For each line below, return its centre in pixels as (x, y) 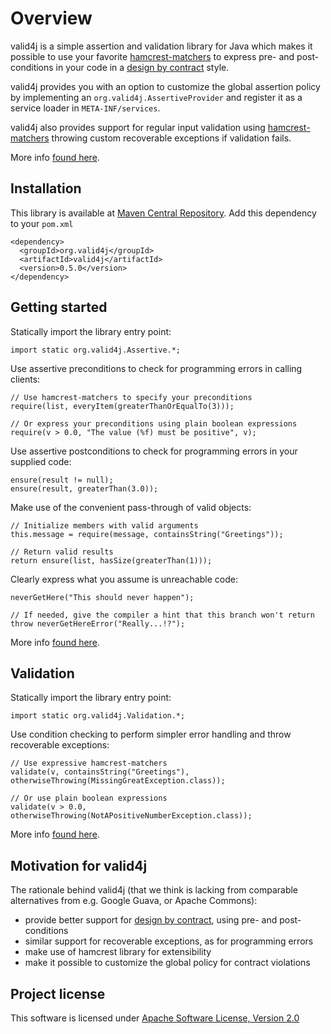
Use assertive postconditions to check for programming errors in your (154, 451)
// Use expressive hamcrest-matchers (89, 763)
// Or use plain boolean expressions (89, 798)
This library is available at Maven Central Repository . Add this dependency (163, 213)
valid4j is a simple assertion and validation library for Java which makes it (161, 46)
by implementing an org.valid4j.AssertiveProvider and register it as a (156, 97)
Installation (46, 188)
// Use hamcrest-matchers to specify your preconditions (131, 397)
